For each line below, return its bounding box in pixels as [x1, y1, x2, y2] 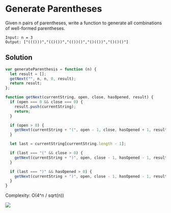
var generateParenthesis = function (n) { [5, 66, 97, 72]
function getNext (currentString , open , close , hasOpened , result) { [5, 95, 154, 100]
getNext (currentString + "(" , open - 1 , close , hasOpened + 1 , [14, 127, 152, 132]
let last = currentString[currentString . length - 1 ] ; [10, 141, 126, 147]
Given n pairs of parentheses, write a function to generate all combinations [5, 20, 162, 26]
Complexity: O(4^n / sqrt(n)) [5, 192, 65, 198]
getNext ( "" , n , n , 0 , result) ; [10, 76, 76, 81]
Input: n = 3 [5, 35, 33, 40]
